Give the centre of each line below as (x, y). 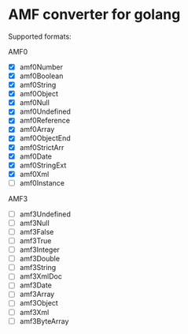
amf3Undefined (45, 214)
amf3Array (37, 295)
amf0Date (36, 156)
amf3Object (39, 303)
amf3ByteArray (44, 321)
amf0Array (37, 129)
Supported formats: (40, 36)
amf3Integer (40, 250)
